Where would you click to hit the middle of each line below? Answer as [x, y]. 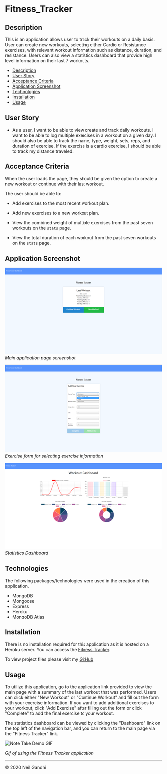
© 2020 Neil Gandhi [26, 767]
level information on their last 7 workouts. [47, 61]
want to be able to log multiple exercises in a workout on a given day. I [84, 135]
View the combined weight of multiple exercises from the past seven [83, 222]
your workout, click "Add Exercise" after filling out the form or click [73, 708]
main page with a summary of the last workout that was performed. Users [81, 692]
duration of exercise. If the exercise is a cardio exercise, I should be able [86, 146]
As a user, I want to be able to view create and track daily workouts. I [83, 130]
